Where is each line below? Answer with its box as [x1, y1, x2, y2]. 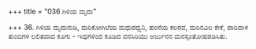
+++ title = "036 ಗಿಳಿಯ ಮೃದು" [8, 7, 97, 16]
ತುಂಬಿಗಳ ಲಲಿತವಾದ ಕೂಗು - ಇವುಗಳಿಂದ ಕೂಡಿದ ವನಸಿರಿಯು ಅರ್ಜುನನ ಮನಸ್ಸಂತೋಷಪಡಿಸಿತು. [8, 32, 228, 40]
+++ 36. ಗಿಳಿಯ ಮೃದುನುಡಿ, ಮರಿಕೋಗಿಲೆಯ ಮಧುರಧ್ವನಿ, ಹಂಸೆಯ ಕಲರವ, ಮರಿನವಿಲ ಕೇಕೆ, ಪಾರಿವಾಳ [8, 23, 249, 32]
